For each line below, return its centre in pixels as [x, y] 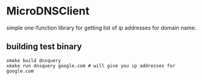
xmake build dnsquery [34, 60]
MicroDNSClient [48, 11]
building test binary [44, 47]
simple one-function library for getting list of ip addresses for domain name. [101, 28]
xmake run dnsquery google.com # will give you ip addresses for [91, 66]
